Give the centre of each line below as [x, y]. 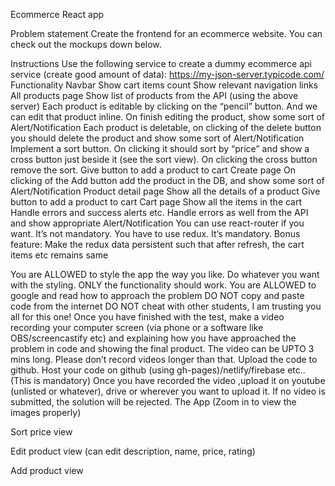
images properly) [46, 412]
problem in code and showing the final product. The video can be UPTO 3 [162, 348]
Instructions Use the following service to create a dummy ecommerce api [161, 63]
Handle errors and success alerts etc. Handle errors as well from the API [159, 212]
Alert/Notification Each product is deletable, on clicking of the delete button [166, 127]
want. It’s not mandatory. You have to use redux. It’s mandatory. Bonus [155, 233]
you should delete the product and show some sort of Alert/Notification [157, 138]
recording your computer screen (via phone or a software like [137, 327]
